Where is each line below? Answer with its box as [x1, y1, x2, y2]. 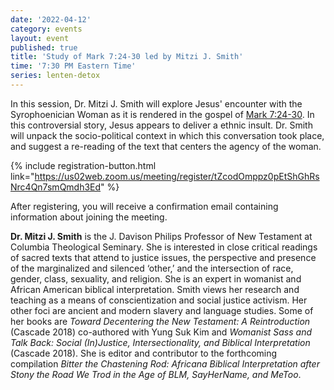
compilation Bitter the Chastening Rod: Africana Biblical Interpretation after [10, 357, 320, 370]
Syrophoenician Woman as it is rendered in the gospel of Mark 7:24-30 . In [10, 108, 315, 120]
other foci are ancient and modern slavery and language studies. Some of [10, 304, 314, 316]
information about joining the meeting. [10, 211, 168, 223]
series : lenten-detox [10, 71, 101, 81]
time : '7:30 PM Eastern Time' [10, 61, 137, 71]
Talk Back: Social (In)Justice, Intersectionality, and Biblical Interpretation [10, 336, 311, 348]
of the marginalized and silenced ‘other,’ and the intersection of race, [10, 262, 294, 274]
